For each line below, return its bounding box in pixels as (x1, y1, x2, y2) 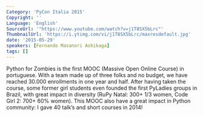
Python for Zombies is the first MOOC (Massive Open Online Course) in (6, 65, 184, 72)
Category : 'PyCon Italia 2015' (6, 8, 85, 15)
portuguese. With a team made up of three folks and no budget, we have (6, 71, 188, 79)
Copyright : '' (6, 15, 42, 21)
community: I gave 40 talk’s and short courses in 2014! (6, 104, 143, 111)
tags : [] (6, 48, 28, 55)
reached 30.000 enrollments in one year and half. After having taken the (6, 78, 186, 85)
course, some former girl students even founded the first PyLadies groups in (6, 84, 198, 92)
